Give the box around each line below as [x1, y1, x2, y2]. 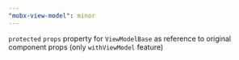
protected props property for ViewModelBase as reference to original [8, 34, 232, 43]
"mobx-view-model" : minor [8, 11, 95, 20]
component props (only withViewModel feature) [8, 42, 164, 52]
